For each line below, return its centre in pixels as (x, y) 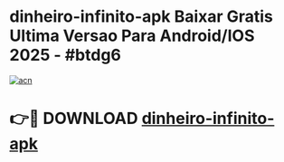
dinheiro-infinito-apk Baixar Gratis (142, 17)
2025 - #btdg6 (66, 55)
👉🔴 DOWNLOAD (74, 119)
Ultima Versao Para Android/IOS (132, 36)
